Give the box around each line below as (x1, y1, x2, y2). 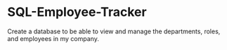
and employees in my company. (7, 34, 100, 42)
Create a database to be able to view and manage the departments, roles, (7, 27, 221, 35)
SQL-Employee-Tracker (7, 4, 147, 20)
